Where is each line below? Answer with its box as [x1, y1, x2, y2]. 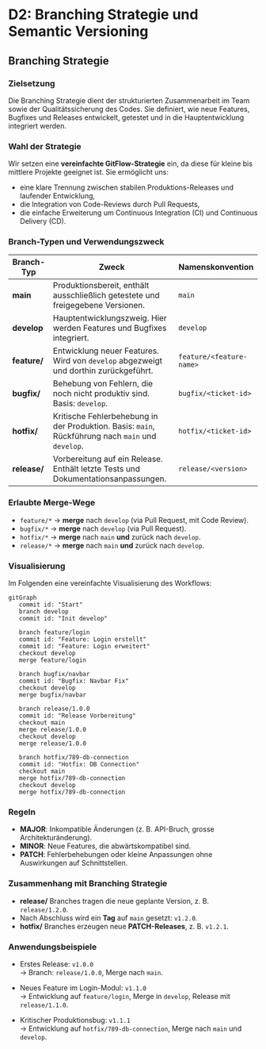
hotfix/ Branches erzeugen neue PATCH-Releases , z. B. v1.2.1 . [19, 921, 230, 931]
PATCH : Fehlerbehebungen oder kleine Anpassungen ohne [19, 850, 213, 859]
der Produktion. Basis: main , [52, 421, 156, 432]
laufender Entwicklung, [19, 191, 96, 201]
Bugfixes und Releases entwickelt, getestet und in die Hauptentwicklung [8, 113, 245, 122]
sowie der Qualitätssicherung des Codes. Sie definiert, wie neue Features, [8, 104, 250, 113]
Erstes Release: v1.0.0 [19, 959, 93, 969]
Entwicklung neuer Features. [52, 345, 160, 356]
